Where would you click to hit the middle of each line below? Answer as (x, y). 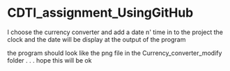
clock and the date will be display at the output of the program (97, 39)
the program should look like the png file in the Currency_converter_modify (115, 53)
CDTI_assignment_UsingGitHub (100, 13)
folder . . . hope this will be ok (49, 60)
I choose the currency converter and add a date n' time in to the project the (115, 32)
